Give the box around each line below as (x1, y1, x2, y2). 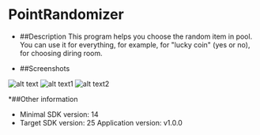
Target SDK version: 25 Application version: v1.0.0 (19, 118, 183, 127)
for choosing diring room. (19, 48, 103, 58)
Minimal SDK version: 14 (19, 109, 99, 119)
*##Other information (8, 94, 78, 103)
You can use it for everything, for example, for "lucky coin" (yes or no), (19, 39, 251, 49)
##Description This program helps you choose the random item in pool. (19, 32, 253, 41)
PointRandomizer (8, 6, 124, 24)
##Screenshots (19, 63, 70, 73)
